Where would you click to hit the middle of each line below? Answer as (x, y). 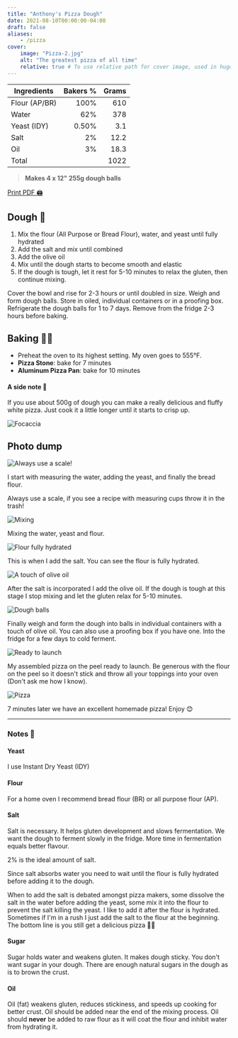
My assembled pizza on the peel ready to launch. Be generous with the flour (119, 666)
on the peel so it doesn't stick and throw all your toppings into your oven (113, 674)
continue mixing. (42, 280)
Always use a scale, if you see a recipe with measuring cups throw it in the (116, 499)
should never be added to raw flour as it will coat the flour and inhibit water (117, 1020)
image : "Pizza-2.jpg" (52, 54)
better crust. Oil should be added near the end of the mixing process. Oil (113, 1012)
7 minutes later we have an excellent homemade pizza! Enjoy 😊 (100, 709)
